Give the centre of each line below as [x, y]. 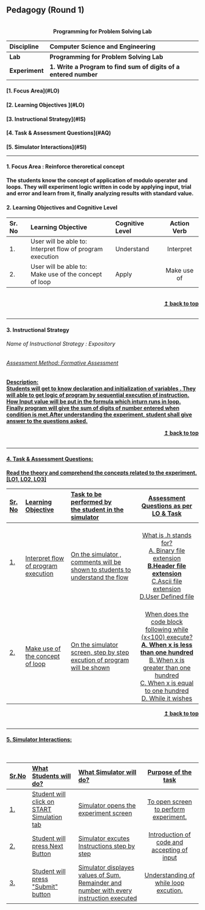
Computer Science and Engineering [103, 47]
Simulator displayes [106, 867]
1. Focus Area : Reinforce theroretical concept [66, 167]
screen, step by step [100, 652]
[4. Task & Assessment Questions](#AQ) [59, 133]
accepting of [170, 850]
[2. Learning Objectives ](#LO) [46, 105]
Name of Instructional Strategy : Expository [61, 344]
